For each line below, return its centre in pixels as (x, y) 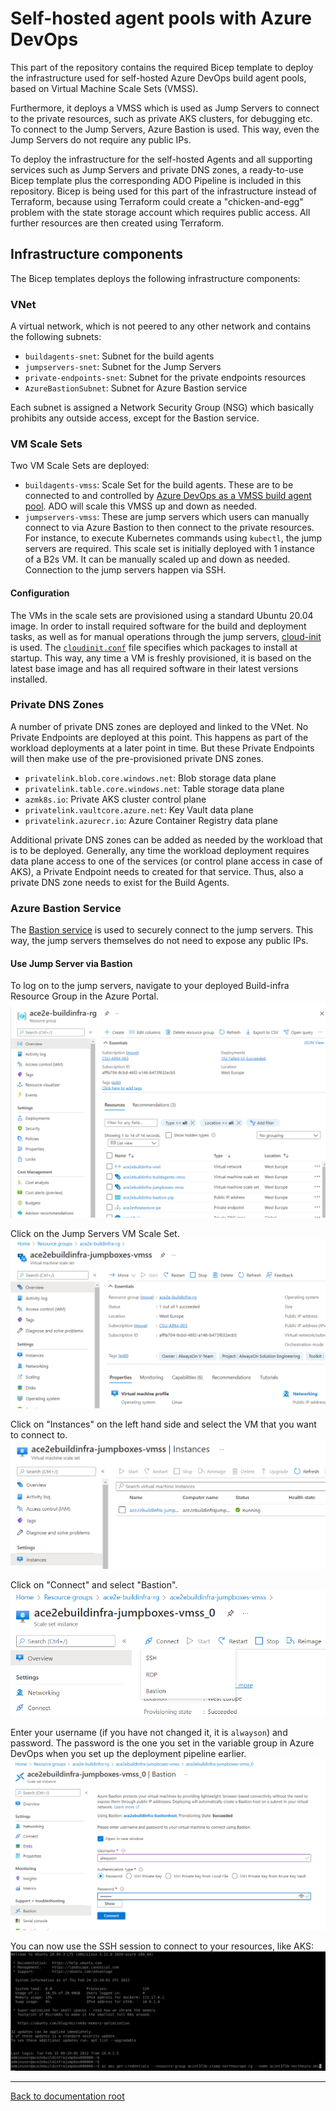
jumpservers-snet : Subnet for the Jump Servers (123, 367)
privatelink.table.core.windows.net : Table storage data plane (154, 788)
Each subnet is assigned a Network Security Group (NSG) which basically (162, 408)
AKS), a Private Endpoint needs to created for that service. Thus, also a (157, 871)
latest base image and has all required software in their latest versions (154, 668)
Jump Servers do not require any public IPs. (101, 139)
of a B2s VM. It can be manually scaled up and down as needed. (157, 559)
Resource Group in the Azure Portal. (84, 996)
